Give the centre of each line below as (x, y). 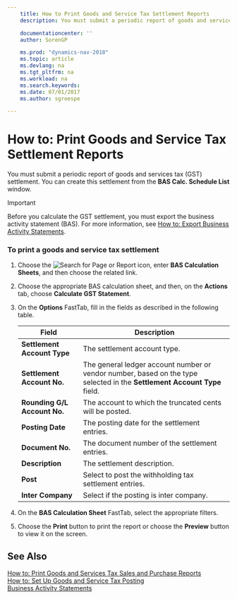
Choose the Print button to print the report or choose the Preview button (123, 526)
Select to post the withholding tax (138, 475)
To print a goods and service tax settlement (84, 250)
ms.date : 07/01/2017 (50, 92)
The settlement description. (128, 463)
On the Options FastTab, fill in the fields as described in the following (118, 307)
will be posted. (107, 412)
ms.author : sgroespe (50, 99)
